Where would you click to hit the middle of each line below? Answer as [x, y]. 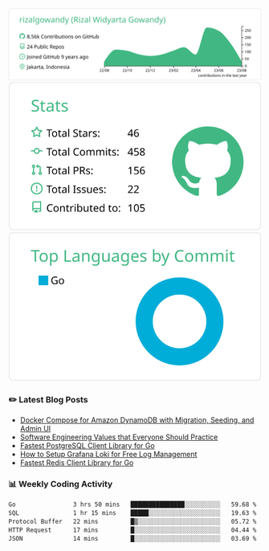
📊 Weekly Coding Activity [61, 484]
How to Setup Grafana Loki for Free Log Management [108, 454]
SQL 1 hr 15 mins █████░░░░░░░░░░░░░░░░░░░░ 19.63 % [132, 513]
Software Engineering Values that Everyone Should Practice [119, 437]
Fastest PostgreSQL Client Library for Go [87, 445]
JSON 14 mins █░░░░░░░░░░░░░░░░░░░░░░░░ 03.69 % [132, 538]
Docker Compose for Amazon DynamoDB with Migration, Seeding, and [137, 420]
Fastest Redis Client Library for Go [77, 463]
